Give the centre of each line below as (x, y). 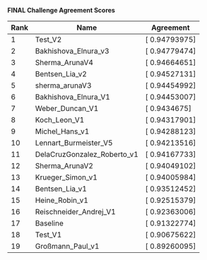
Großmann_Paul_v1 (67, 246)
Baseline (49, 223)
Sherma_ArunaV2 (64, 166)
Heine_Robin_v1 (61, 200)
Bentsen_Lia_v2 (61, 74)
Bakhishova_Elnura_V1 (73, 97)
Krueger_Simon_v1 (66, 177)
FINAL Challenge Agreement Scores (61, 10)
